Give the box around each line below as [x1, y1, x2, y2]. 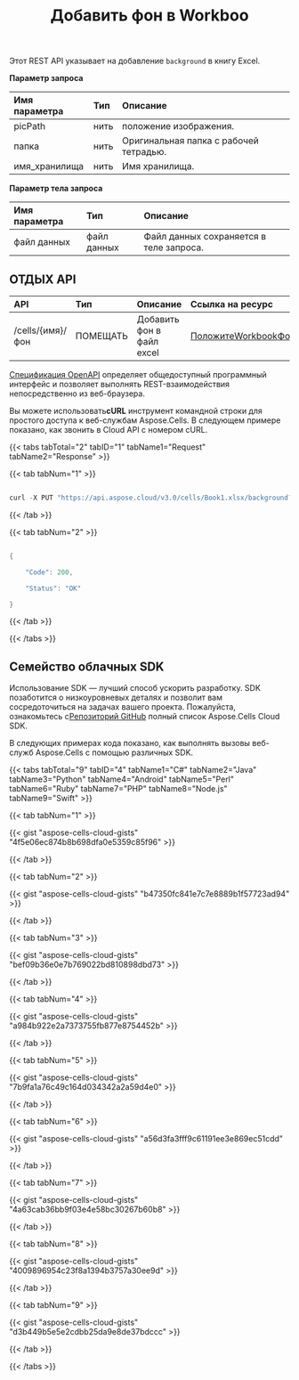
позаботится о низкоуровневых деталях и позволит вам [9, 692, 222, 703]
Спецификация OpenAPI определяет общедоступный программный [9, 369, 267, 379]
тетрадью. [121, 146, 167, 158]
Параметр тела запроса [9, 183, 103, 194]
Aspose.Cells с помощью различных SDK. [35, 747, 194, 758]
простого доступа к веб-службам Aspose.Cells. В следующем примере [9, 415, 281, 426]
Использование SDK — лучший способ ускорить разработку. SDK [9, 683, 261, 694]
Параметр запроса [9, 73, 84, 84]
